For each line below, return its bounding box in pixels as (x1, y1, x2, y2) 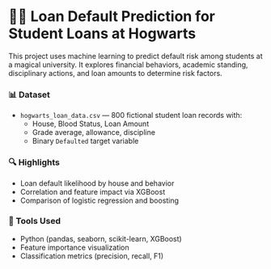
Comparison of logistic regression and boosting (19, 195, 180, 205)
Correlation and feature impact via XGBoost (19, 187, 166, 196)
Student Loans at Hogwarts (8, 24, 197, 43)
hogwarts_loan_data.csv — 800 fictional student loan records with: (19, 111, 243, 120)
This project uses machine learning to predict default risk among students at (8, 51, 263, 61)
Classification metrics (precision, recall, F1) (19, 250, 164, 261)
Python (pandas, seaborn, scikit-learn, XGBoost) (19, 233, 182, 243)
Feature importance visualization (19, 242, 129, 252)
